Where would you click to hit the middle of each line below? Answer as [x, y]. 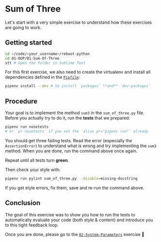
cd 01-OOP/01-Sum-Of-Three [32, 58]
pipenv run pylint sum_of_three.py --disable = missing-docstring [71, 178]
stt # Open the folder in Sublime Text [45, 63]
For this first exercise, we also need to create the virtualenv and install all [78, 72]
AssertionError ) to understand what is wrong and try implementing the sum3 [81, 146]
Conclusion [23, 203]
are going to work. [23, 27]
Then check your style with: [33, 169]
